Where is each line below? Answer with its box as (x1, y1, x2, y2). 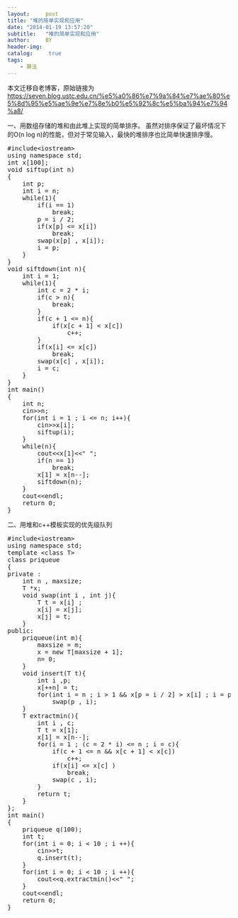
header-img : (7, 43, 42, 50)
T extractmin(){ (22, 712, 79, 720)
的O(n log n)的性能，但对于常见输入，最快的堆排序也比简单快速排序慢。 (7, 130, 217, 138)
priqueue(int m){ (22, 634, 83, 642)
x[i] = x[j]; (37, 605, 83, 614)
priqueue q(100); (22, 825, 83, 834)
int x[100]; (7, 158, 49, 167)
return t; (37, 790, 72, 798)
